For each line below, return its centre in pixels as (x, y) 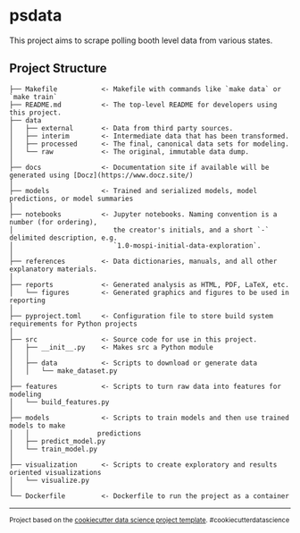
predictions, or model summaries (71, 199)
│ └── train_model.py (54, 449)
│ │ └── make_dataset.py (63, 371)
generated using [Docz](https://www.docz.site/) (101, 175)
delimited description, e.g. (63, 238)
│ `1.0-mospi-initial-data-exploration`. (135, 245)
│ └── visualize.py (50, 480)
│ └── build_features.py (59, 402)
